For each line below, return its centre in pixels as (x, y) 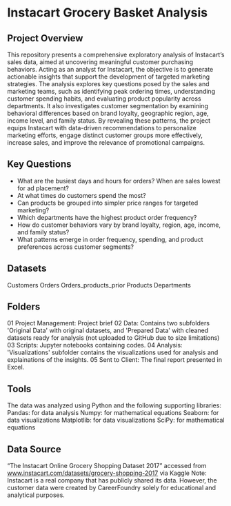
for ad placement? (43, 188)
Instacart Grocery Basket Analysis (108, 13)
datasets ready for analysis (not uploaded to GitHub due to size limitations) (113, 338)
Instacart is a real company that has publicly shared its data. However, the (112, 480)
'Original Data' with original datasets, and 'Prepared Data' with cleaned (108, 331)
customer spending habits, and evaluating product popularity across (104, 99)
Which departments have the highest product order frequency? (107, 217)
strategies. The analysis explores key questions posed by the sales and (108, 84)
